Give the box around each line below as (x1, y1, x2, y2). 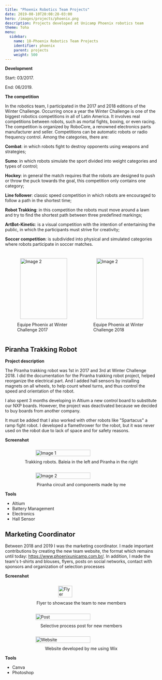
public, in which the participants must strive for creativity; (5, 227, 120, 233)
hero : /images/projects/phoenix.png (5, 16, 79, 21)
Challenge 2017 (17, 327, 48, 333)
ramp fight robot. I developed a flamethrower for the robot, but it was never (5, 423, 155, 428)
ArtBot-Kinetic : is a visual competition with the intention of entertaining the (5, 221, 156, 227)
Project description (5, 358, 44, 364)
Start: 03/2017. (5, 75, 34, 81)
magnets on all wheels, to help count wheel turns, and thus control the (5, 383, 145, 389)
